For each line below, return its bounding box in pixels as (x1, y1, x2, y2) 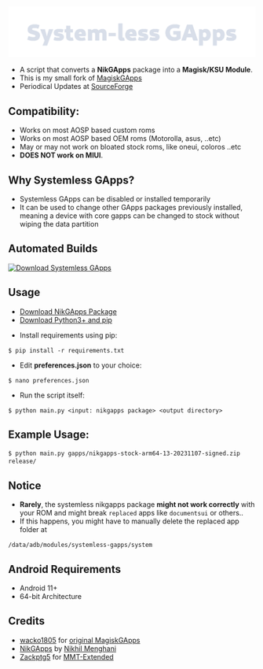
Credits (8, 615, 46, 628)
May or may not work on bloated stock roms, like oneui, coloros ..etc (19, 142, 242, 152)
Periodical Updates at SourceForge (19, 82, 133, 91)
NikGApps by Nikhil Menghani (19, 644, 116, 653)
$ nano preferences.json (8, 376, 89, 384)
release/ (8, 457, 37, 466)
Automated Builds (8, 242, 98, 256)
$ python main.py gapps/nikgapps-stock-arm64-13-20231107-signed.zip (8, 449, 241, 458)
